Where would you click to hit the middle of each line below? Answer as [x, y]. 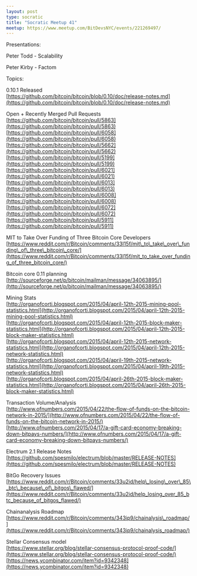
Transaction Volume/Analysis [41, 403]
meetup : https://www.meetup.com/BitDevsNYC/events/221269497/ [84, 28]
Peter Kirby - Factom [31, 68]
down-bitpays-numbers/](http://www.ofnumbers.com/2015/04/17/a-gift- [94, 434]
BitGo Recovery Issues [33, 476]
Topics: [15, 79]
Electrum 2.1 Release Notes [39, 452]
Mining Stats [21, 298]
